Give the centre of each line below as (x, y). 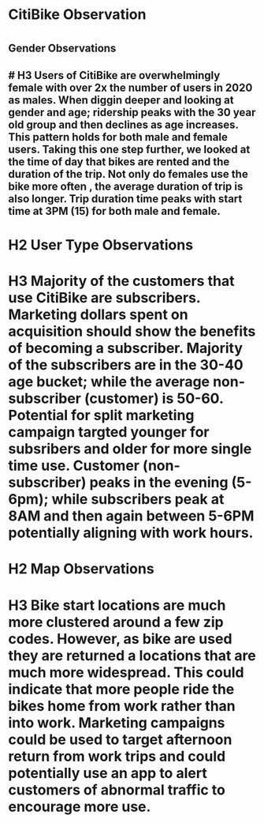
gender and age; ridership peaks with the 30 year (132, 112)
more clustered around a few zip (116, 622)
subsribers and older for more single (130, 449)
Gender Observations (62, 49)
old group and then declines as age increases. (123, 124)
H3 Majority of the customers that (121, 281)
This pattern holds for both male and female (118, 137)
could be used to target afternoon (120, 739)
